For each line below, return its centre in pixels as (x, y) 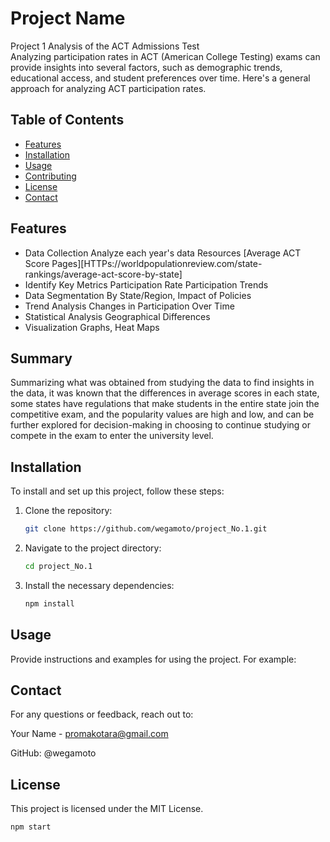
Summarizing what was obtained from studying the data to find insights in (162, 383)
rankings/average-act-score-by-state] (103, 274)
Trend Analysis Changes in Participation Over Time (129, 306)
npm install (49, 603)
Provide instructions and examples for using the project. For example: (153, 659)
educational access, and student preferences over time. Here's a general (160, 78)
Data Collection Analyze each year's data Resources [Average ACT (163, 253)
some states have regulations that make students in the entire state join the (165, 404)
